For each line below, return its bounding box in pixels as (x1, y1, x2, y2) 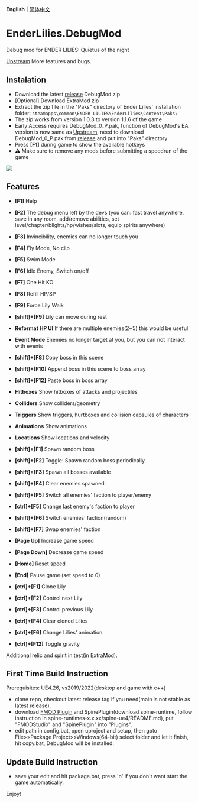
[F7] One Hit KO (14, 279, 54, 286)
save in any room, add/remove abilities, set (14, 215, 119, 222)
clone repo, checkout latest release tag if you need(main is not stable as (14, 696, 190, 703)
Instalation (6, 75, 46, 85)
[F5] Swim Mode (14, 255, 56, 263)
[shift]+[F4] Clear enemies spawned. (14, 480, 106, 487)
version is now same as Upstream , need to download (14, 128, 144, 135)
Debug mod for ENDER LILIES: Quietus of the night (6, 46, 129, 53)
